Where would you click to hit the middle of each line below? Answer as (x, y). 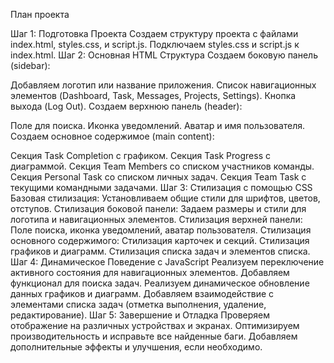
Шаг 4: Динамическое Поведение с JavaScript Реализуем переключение (167, 262)
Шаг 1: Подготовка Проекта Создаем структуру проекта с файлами (154, 33)
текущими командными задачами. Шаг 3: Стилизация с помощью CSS (161, 187)
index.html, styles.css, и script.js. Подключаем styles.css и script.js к (155, 44)
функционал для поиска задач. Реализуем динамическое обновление (160, 283)
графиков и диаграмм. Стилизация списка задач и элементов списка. (160, 251)
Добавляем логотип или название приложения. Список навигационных (163, 85)
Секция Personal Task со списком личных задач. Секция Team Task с (158, 177)
